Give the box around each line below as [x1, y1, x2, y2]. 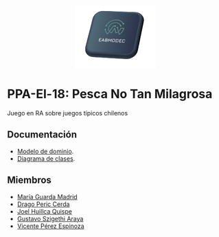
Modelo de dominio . [16, 147, 74, 155]
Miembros [7, 174, 51, 186]
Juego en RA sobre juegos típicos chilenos [7, 109, 128, 117]
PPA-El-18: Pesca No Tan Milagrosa [7, 87, 213, 102]
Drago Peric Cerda [16, 200, 70, 208]
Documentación [7, 129, 78, 141]
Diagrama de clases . [16, 154, 76, 163]
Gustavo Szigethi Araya [16, 214, 84, 223]
